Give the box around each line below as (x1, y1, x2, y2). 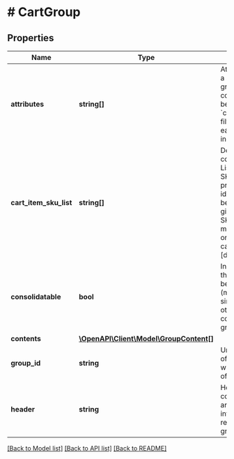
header (10, 405, 36, 414)
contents (10, 334, 42, 343)
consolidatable (10, 292, 61, 301)
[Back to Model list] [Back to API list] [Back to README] (7, 444, 167, 452)
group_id (10, 359, 41, 368)
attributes (10, 99, 44, 109)
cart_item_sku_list (10, 198, 72, 207)
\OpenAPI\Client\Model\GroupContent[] (79, 334, 214, 343)
